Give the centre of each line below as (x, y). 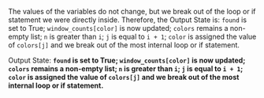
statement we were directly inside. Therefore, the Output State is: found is (127, 20)
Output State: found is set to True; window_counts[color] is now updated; (127, 60)
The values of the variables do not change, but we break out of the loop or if (132, 11)
